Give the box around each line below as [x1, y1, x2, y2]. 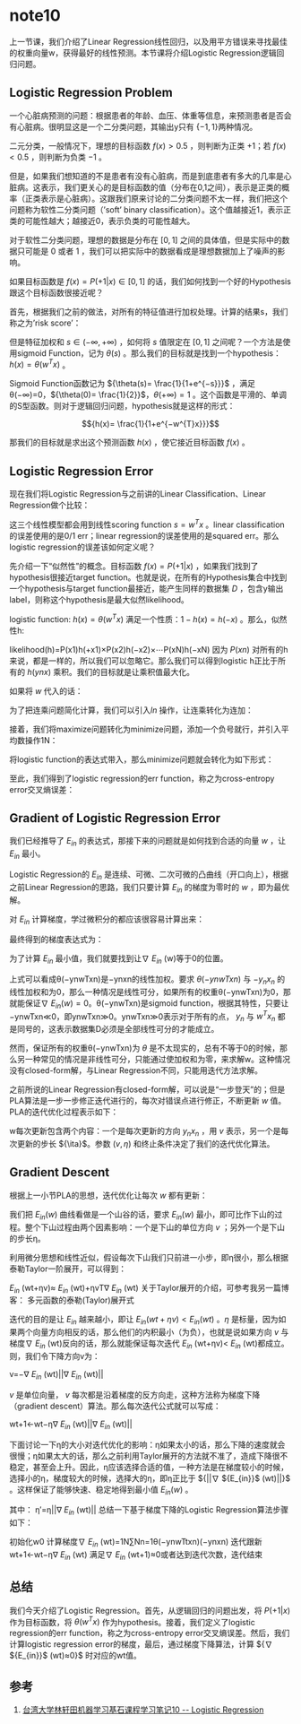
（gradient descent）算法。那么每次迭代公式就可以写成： [9, 1400, 221, 1411]
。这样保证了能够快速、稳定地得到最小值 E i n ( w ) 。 [9, 1484, 193, 1497]
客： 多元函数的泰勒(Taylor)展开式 [9, 1295, 134, 1305]
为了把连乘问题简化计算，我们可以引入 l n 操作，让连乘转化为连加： [9, 705, 254, 715]
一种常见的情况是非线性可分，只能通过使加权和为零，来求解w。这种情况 [24, 1054, 291, 1065]
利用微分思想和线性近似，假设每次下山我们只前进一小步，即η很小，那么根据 [9, 1252, 289, 1262]
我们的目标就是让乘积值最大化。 [76, 666, 195, 677]
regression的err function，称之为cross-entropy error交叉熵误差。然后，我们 [9, 1628, 290, 1639]
